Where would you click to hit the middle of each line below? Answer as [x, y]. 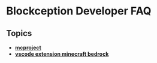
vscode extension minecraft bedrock [62, 54]
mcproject [28, 47]
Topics [19, 33]
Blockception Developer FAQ [79, 11]
